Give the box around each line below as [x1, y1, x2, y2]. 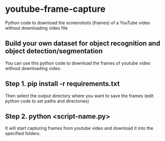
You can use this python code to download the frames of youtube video [5, 60, 151, 66]
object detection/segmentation [5, 47, 103, 55]
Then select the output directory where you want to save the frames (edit [5, 93, 154, 99]
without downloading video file [5, 25, 68, 31]
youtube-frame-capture [5, 3, 106, 15]
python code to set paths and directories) [5, 98, 90, 104]
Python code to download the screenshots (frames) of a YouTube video [5, 20, 150, 26]
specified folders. [5, 131, 41, 137]
